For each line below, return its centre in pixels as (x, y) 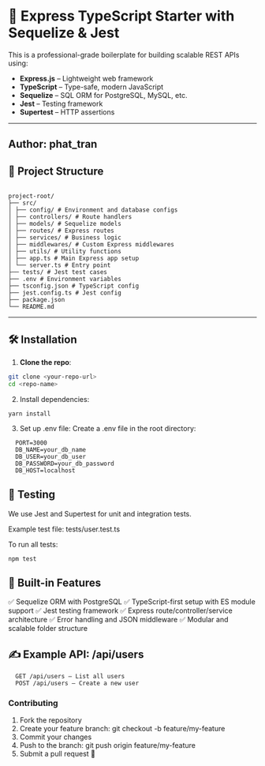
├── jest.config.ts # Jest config (65, 293)
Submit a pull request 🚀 (58, 754)
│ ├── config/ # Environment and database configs (93, 210)
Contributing (33, 704)
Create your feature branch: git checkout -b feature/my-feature (122, 729)
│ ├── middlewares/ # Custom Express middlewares (91, 245)
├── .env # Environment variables (65, 280)
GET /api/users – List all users (70, 677)
